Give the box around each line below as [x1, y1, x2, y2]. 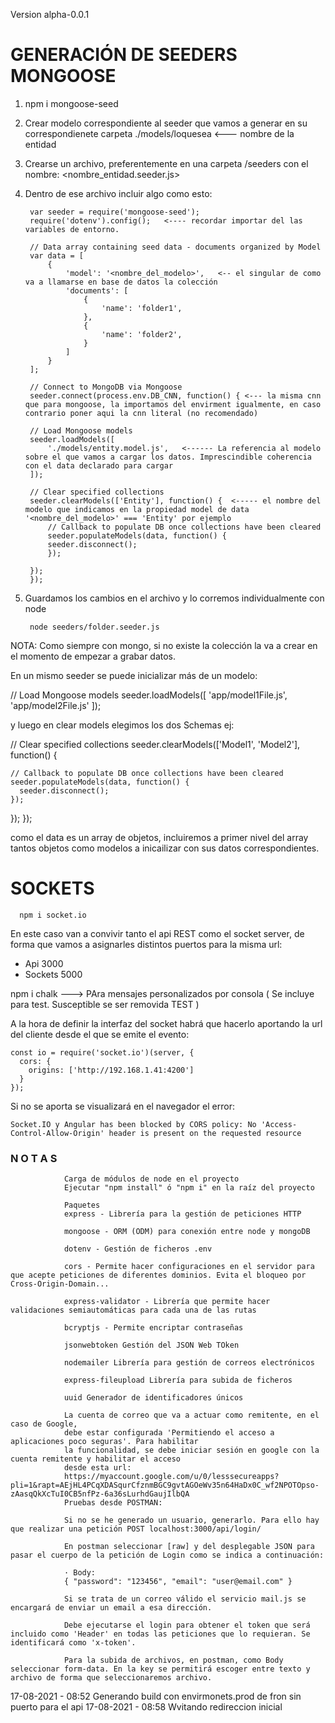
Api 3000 [24, 957, 64, 969]
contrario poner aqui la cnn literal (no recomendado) [24, 408, 259, 418]
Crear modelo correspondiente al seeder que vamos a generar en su [24, 117, 308, 129]
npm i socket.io [19, 910, 87, 920]
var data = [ [29, 250, 84, 261]
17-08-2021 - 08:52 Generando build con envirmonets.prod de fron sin [10, 1690, 302, 1703]
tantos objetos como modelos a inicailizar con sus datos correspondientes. [10, 842, 320, 854]
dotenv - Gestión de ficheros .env [63, 1244, 213, 1254]
